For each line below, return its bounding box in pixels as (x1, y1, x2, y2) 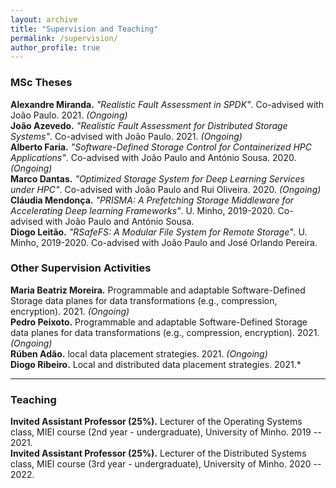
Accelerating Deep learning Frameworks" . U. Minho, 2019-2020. (10, 204, 276, 216)
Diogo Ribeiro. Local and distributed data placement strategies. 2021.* (10, 358, 302, 370)
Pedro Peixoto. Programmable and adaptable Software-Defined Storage (10, 316, 308, 328)
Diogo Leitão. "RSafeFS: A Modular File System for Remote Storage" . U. (10, 226, 308, 238)
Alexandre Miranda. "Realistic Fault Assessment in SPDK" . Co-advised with (10, 98, 325, 110)
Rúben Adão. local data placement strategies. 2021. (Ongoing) (10, 347, 268, 360)
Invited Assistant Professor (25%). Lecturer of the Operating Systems (10, 416, 303, 428)
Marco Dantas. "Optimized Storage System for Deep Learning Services (10, 172, 305, 185)
